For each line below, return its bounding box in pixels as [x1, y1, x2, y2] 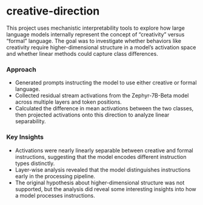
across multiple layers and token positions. [15, 98, 122, 106]
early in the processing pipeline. [15, 172, 96, 180]
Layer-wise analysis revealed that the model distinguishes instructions [15, 166, 191, 173]
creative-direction [6, 4, 100, 18]
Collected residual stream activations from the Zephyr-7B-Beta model [15, 92, 189, 99]
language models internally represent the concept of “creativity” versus [6, 30, 185, 38]
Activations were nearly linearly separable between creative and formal [15, 147, 193, 154]
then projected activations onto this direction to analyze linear [15, 111, 170, 119]
